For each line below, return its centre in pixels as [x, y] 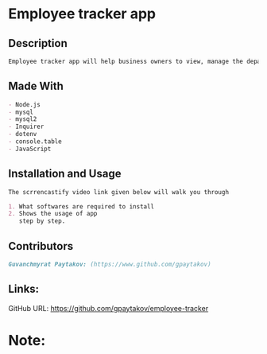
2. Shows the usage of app [53, 214]
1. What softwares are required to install [81, 206]
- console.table [35, 142]
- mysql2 [23, 119]
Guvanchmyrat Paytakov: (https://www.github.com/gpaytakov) [110, 264]
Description [38, 43]
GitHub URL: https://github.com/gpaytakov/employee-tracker [108, 308]
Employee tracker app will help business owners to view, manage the [126, 61]
